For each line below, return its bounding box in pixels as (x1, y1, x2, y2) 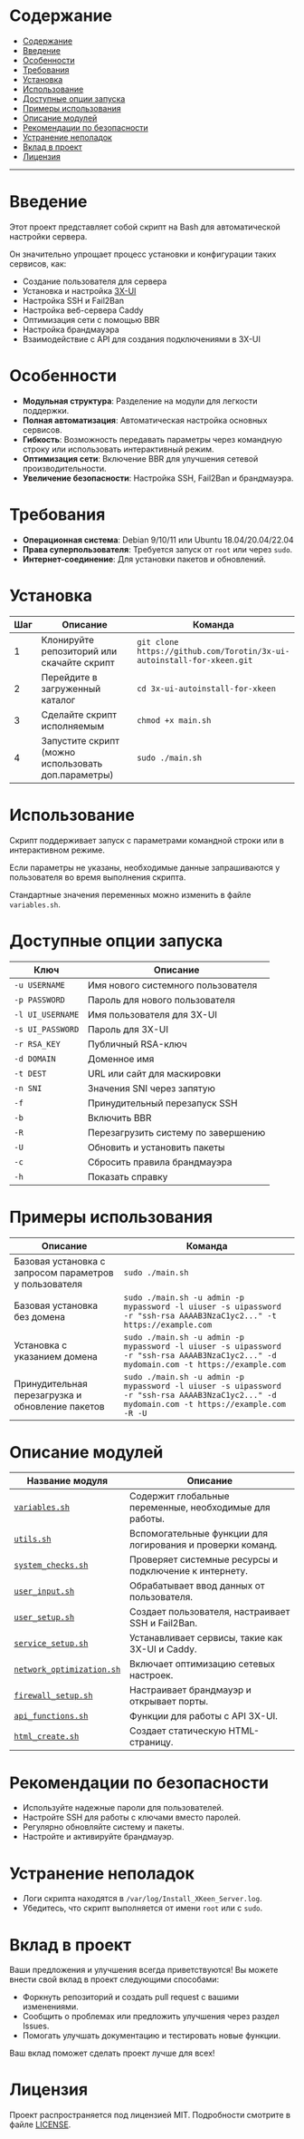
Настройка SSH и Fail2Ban (22, 295, 125, 306)
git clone (137, 637, 179, 647)
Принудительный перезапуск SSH (87, 1097, 238, 1109)
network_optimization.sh (14, 1665, 121, 1675)
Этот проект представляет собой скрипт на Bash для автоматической (9, 221, 280, 232)
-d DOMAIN (14, 1053, 56, 1064)
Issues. (22, 2020, 50, 2032)
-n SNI (14, 1083, 43, 1093)
